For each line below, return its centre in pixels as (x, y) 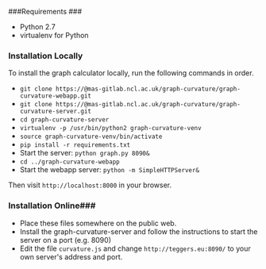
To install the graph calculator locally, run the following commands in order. (131, 73)
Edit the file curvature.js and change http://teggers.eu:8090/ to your (135, 248)
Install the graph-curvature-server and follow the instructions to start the (139, 231)
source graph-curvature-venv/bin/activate (91, 137)
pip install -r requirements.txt (75, 145)
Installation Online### (52, 206)
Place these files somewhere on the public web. (98, 223)
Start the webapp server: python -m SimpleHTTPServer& (110, 170)
